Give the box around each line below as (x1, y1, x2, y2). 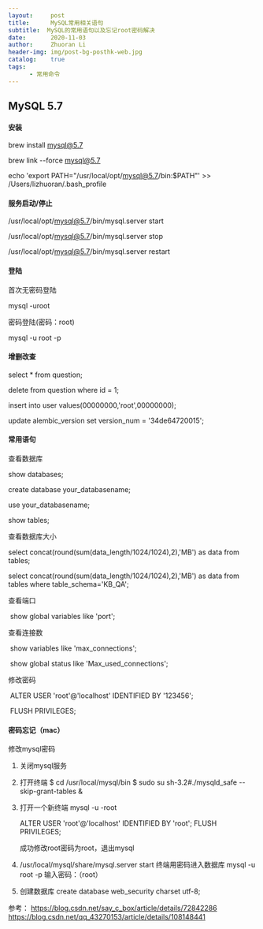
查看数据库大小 (8, 532, 57, 541)
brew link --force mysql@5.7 (8, 155, 101, 166)
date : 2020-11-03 (8, 33, 87, 42)
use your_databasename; (8, 500, 91, 509)
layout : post (8, 11, 65, 20)
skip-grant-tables (19, 786, 77, 797)
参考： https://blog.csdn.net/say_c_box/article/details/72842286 (8, 904, 218, 913)
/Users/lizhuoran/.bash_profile (8, 179, 107, 189)
